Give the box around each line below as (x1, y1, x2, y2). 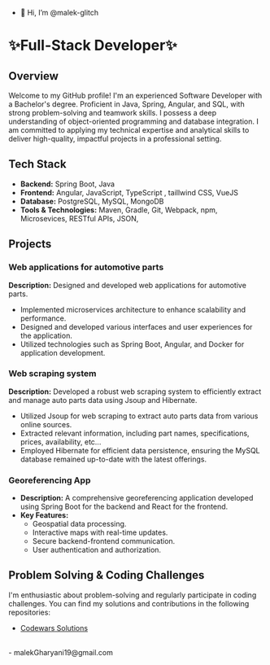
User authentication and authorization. (32, 545, 161, 555)
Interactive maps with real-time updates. (32, 527, 168, 537)
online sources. (20, 419, 72, 429)
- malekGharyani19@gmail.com (8, 647, 114, 657)
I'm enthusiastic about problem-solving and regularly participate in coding (8, 590, 257, 600)
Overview (8, 69, 59, 83)
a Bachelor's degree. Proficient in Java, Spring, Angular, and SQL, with (8, 99, 246, 109)
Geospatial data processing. (32, 519, 127, 529)
